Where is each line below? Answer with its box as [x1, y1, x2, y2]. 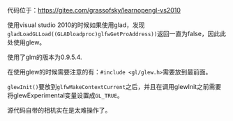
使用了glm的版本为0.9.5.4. [7, 53, 82, 61]
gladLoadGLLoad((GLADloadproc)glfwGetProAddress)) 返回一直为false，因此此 [7, 30, 227, 38]
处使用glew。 [7, 38, 46, 47]
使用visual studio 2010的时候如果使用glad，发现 [7, 21, 145, 29]
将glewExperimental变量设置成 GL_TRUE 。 [7, 91, 123, 99]
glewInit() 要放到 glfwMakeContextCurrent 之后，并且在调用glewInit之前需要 [7, 83, 222, 90]
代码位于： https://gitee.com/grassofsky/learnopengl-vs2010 [7, 6, 181, 14]
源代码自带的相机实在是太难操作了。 [7, 106, 112, 114]
